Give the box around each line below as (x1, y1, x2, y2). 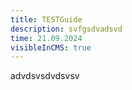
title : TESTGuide (10, 14, 83, 25)
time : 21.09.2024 (10, 33, 83, 43)
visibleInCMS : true (10, 42, 92, 53)
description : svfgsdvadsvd (10, 24, 123, 34)
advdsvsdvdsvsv (10, 70, 80, 82)
